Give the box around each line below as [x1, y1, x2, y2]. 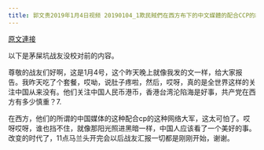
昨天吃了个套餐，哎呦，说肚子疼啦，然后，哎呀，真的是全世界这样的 [28, 77, 249, 86]
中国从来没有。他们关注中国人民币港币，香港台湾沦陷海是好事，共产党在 [14, 87, 249, 97]
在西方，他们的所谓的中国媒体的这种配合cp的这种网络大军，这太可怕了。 [8, 113, 244, 123]
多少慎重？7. [21, 97, 62, 106]
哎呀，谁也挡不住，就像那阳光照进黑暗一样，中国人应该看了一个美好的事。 [14, 123, 256, 133]
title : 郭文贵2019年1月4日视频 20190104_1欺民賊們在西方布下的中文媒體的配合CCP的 [8, 11, 255, 20]
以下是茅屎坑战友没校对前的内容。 [8, 50, 119, 60]
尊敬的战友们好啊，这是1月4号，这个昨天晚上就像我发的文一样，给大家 [8, 68, 236, 77]
